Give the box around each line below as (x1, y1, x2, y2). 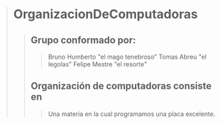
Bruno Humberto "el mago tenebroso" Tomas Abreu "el (47, 52, 207, 61)
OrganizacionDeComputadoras (13, 6, 198, 22)
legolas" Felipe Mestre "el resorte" (47, 60, 147, 68)
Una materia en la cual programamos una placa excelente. (47, 110, 216, 118)
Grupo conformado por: (30, 34, 136, 46)
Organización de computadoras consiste (30, 80, 212, 92)
